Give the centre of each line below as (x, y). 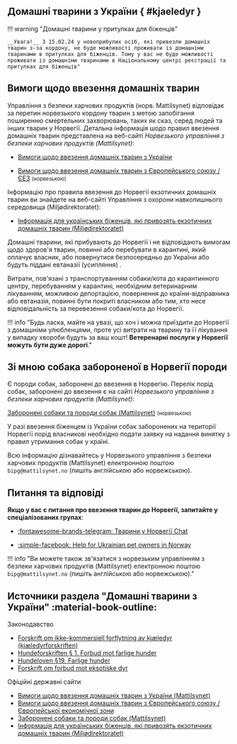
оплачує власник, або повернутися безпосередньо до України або (109, 257)
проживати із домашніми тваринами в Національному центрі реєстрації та (117, 60)
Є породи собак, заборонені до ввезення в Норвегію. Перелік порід (110, 384)
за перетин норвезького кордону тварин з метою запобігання (101, 113)
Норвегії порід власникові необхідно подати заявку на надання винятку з (118, 434)
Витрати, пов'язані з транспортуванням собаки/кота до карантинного (113, 278)
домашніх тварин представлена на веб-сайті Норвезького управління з (116, 135)
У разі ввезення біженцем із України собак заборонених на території (112, 427)
